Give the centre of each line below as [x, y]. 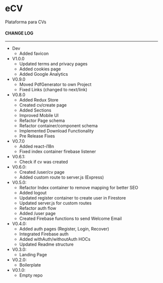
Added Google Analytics [44, 74]
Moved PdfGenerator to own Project [55, 84]
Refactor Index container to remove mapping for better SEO [79, 188]
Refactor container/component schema [58, 126]
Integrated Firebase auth [44, 234]
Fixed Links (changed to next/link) [53, 90]
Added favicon [34, 53]
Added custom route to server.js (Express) [62, 177]
